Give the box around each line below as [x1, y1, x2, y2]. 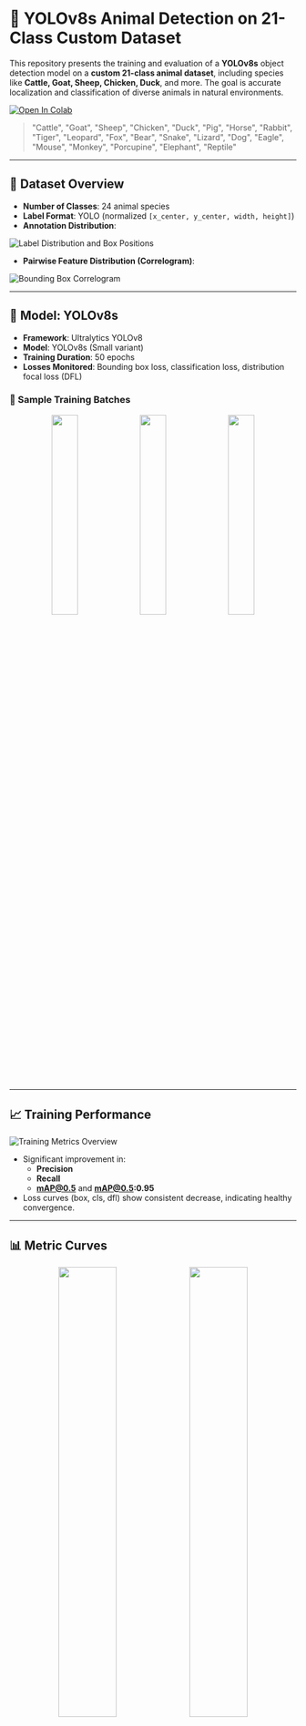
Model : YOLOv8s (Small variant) [22, 342, 144, 353]
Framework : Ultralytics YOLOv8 [22, 332, 143, 343]
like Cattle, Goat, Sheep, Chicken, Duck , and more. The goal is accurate [9, 77, 282, 87]
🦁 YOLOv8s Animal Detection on [9, 8, 258, 29]
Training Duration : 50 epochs [22, 351, 135, 363]
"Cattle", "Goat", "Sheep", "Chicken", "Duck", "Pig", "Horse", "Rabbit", [31, 122, 293, 133]
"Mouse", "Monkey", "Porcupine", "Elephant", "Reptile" [31, 141, 237, 152]
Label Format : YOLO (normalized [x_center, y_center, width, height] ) [22, 210, 295, 221]
